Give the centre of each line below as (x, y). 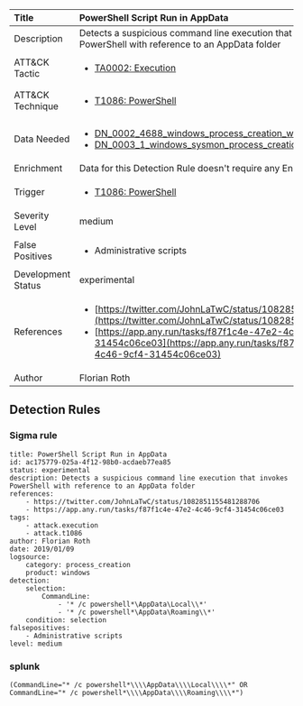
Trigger (29, 192)
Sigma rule (33, 436)
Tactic (27, 73)
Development (42, 274)
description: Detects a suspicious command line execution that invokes (149, 478)
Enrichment (38, 168)
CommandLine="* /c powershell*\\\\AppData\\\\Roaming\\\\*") (127, 692)
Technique (36, 106)
